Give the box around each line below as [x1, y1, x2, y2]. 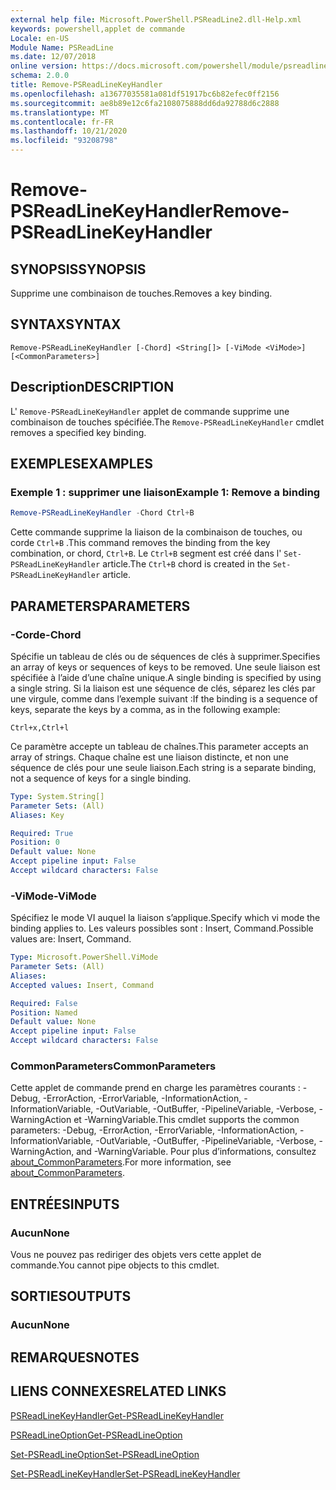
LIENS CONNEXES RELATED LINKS [10, 1383, 227, 1400]
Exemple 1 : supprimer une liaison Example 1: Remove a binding [10, 485, 321, 499]
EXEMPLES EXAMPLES [10, 456, 154, 473]
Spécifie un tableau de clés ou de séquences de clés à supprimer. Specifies [10, 650, 321, 662]
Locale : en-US [10, 33, 70, 43]
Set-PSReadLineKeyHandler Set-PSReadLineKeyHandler [10, 1467, 241, 1480]
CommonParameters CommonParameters [10, 1059, 217, 1073]
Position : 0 [10, 837, 60, 848]
